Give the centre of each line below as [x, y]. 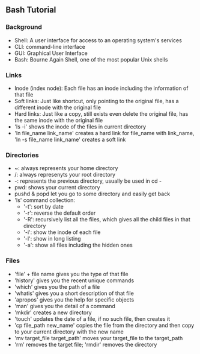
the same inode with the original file [59, 120]
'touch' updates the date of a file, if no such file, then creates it [92, 318]
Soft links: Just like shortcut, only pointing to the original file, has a [96, 101]
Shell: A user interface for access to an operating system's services [98, 40]
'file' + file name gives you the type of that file [71, 274]
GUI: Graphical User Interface [51, 53]
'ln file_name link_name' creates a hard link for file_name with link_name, [104, 133]
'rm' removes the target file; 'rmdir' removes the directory [86, 344]
